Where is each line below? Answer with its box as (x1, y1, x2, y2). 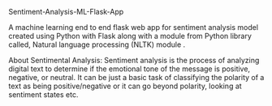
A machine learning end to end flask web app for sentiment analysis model (8, 23, 258, 32)
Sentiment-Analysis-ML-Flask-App (8, 7, 124, 16)
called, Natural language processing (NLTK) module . (8, 40, 186, 49)
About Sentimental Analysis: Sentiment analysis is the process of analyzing (8, 56, 260, 65)
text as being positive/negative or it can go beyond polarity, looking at (8, 81, 242, 91)
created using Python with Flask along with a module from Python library (8, 32, 252, 40)
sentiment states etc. (8, 90, 79, 100)
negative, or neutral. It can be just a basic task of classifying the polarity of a (8, 73, 265, 82)
